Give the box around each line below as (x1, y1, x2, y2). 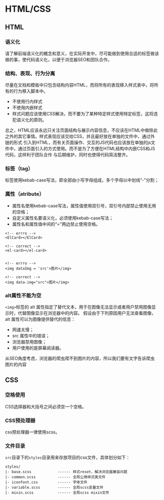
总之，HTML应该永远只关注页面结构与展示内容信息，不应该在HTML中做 (5, 127, 150, 133)
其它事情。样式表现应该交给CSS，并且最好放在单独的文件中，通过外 (18, 134, 155, 139)
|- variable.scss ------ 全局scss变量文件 (5, 485, 103, 490)
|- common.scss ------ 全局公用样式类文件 (5, 475, 106, 480)
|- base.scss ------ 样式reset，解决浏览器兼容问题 (5, 470, 128, 475)
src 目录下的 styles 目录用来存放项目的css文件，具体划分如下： (5, 455, 130, 460)
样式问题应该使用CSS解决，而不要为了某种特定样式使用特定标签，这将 (12, 111, 154, 117)
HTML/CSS (5, 3, 51, 15)
